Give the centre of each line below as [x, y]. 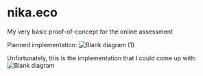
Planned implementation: [42, 45]
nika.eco [33, 13]
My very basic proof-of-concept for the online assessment [90, 31]
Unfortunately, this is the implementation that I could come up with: [102, 58]
